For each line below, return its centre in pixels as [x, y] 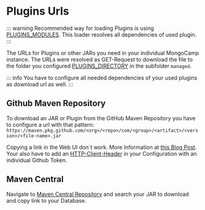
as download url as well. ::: [40, 84]
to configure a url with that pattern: [50, 125]
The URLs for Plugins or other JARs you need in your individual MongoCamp [103, 52]
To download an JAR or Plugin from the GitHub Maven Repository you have [101, 118]
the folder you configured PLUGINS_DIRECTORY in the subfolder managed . [99, 66]
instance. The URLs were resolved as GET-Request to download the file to [100, 59]
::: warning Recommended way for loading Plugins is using [80, 28]
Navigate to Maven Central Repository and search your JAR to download [98, 194]
